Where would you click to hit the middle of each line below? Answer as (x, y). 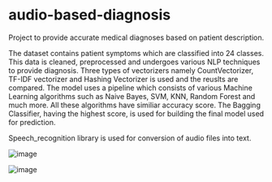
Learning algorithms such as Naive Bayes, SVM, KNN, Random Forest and (132, 96)
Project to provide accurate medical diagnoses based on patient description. (136, 37)
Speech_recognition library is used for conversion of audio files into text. (130, 138)
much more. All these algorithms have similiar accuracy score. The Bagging (135, 105)
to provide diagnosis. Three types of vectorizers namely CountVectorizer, (131, 70)
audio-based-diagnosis (90, 15)
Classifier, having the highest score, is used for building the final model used (136, 113)
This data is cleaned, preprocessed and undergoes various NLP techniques (134, 62)
